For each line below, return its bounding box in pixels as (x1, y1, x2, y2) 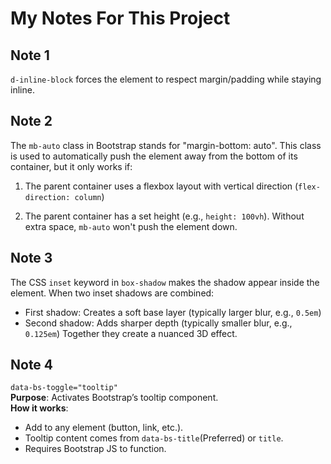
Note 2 (10, 113, 53, 130)
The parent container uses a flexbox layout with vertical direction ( (24, 180, 299, 192)
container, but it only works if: (10, 160, 133, 172)
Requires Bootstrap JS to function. (24, 443, 167, 455)
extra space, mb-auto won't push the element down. (24, 220, 238, 232)
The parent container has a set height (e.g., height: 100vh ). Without (24, 210, 305, 222)
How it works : (10, 402, 69, 414)
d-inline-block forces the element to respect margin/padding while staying (10, 73, 322, 85)
